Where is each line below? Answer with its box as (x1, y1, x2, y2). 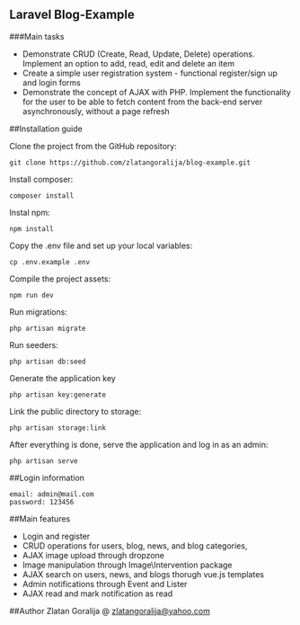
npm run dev (9, 290, 54, 299)
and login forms (22, 76, 81, 88)
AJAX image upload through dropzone (22, 549, 164, 560)
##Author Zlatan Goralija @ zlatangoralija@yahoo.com (9, 605, 211, 616)
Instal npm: (9, 207, 51, 218)
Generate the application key (9, 372, 117, 383)
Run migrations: (9, 306, 67, 317)
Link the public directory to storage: (9, 406, 142, 416)
